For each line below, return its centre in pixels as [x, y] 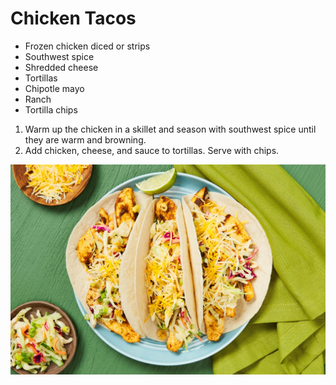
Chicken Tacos [73, 18]
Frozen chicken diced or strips [87, 46]
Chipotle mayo [54, 88]
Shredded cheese [61, 67]
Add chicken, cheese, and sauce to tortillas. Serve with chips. [152, 150]
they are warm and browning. [85, 139]
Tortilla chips [51, 109]
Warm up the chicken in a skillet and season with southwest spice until [170, 129]
